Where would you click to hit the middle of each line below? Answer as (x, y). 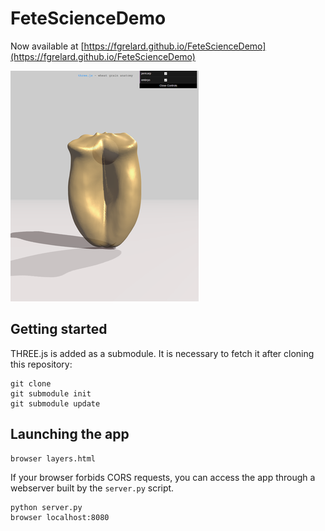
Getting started (59, 329)
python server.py (46, 507)
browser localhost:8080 (60, 517)
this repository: (41, 364)
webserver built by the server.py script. (92, 488)
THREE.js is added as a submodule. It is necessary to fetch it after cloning (162, 353)
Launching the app (70, 434)
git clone (31, 383)
